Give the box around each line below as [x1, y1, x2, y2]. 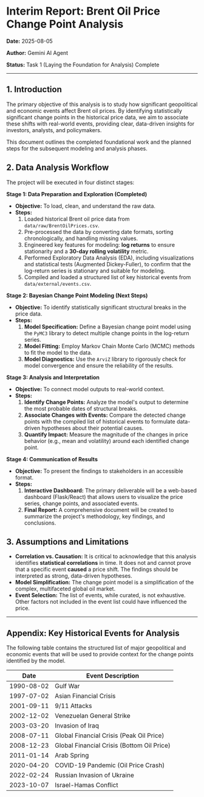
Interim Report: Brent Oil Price [6, 4, 161, 18]
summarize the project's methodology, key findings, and [24, 512, 165, 520]
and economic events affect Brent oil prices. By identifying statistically [6, 107, 182, 114]
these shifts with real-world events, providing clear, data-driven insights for [6, 120, 195, 127]
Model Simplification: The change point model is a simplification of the [15, 579, 194, 586]
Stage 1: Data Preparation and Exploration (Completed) [6, 190, 148, 197]
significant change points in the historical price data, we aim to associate [6, 113, 189, 121]
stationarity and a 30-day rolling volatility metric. [24, 247, 149, 255]
